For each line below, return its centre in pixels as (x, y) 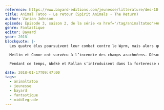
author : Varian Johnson (29, 19)
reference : (16, 10)
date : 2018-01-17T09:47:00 (32, 72)
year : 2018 (16, 37)
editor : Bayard (20, 32)
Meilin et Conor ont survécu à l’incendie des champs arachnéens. (78, 55)
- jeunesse (20, 86)
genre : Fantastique (25, 28)
